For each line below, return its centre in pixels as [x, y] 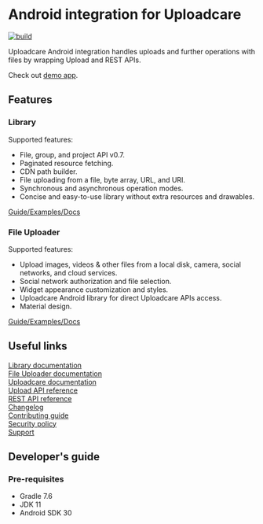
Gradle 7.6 [36, 496]
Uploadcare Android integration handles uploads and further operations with [132, 51]
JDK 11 [30, 504]
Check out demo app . [43, 75]
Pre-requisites [36, 479]
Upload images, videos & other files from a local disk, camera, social [130, 264]
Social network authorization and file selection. [95, 281]
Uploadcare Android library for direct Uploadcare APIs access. [121, 297]
